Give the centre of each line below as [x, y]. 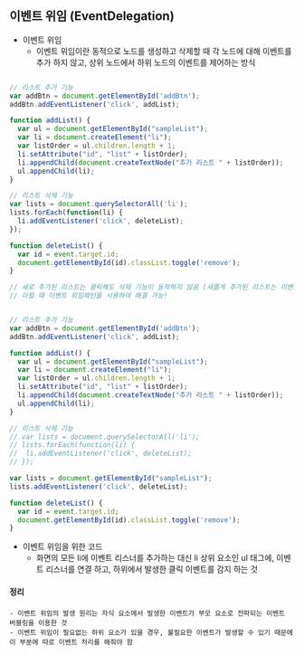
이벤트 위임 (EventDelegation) [92, 16]
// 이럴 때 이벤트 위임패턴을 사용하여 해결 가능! [89, 296]
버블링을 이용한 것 [38, 622]
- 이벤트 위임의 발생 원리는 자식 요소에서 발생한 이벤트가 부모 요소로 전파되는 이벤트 [147, 613]
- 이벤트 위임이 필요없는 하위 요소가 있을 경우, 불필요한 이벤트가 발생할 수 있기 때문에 [152, 632]
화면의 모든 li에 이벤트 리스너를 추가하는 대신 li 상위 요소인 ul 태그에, [155, 558]
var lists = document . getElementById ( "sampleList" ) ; [111, 479]
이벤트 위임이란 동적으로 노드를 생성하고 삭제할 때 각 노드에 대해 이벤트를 [164, 51]
